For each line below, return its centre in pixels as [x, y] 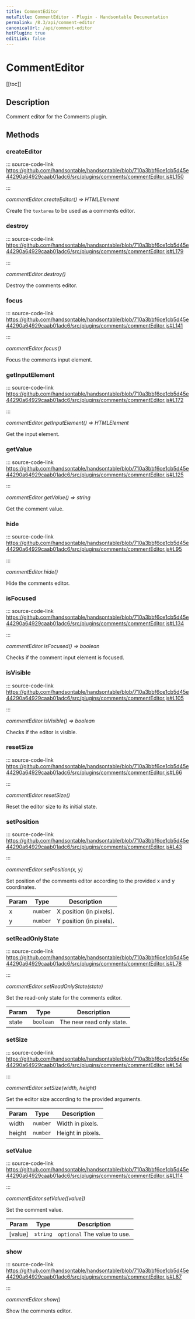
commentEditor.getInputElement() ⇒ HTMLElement [67, 423]
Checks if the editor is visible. [42, 732]
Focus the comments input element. [49, 360]
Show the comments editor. [39, 1311]
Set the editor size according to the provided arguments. [74, 1099]
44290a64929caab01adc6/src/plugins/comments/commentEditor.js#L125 [95, 475]
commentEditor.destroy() [36, 274]
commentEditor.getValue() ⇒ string [48, 497]
